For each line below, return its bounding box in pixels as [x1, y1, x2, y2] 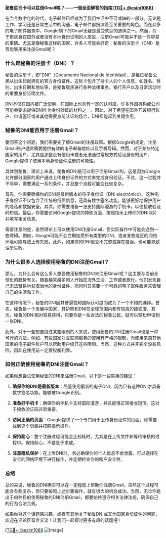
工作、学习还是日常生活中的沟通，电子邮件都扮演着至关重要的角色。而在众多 [5, 22, 161, 27]
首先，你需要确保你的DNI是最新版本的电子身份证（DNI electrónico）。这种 [5, 191, 155, 197]
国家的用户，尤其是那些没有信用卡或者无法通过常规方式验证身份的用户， [5, 151, 152, 157]
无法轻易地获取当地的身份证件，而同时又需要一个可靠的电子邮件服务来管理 [9, 283, 161, 289]
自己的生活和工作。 [5, 289, 44, 295]
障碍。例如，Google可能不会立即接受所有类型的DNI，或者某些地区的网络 [9, 232, 157, 238]
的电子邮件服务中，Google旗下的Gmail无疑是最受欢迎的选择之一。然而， [5, 28, 153, 34]
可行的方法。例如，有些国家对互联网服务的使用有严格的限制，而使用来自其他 [5, 335, 161, 341]
